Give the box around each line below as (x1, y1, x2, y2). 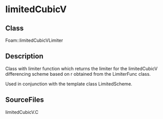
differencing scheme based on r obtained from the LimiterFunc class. (5, 71, 151, 77)
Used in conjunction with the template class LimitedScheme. (5, 80, 133, 87)
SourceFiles (5, 96, 44, 104)
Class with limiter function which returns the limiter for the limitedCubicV (5, 65, 158, 72)
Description (5, 52, 43, 61)
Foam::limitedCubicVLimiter (5, 37, 63, 43)
